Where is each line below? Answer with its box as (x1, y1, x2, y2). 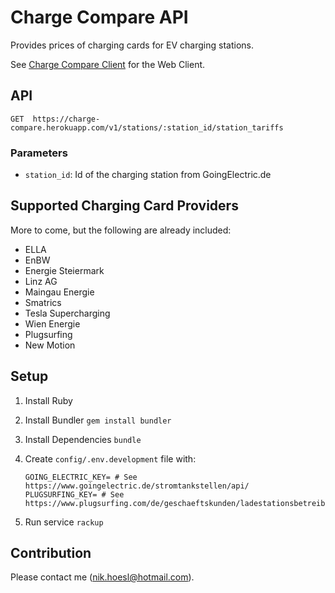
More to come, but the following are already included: (10, 224, 232, 236)
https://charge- (32, 114, 101, 124)
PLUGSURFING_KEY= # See (24, 489, 125, 500)
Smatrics (24, 296, 62, 308)
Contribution (10, 545, 92, 562)
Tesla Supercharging (24, 307, 111, 319)
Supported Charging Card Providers (10, 197, 239, 215)
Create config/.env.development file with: (24, 452, 197, 465)
